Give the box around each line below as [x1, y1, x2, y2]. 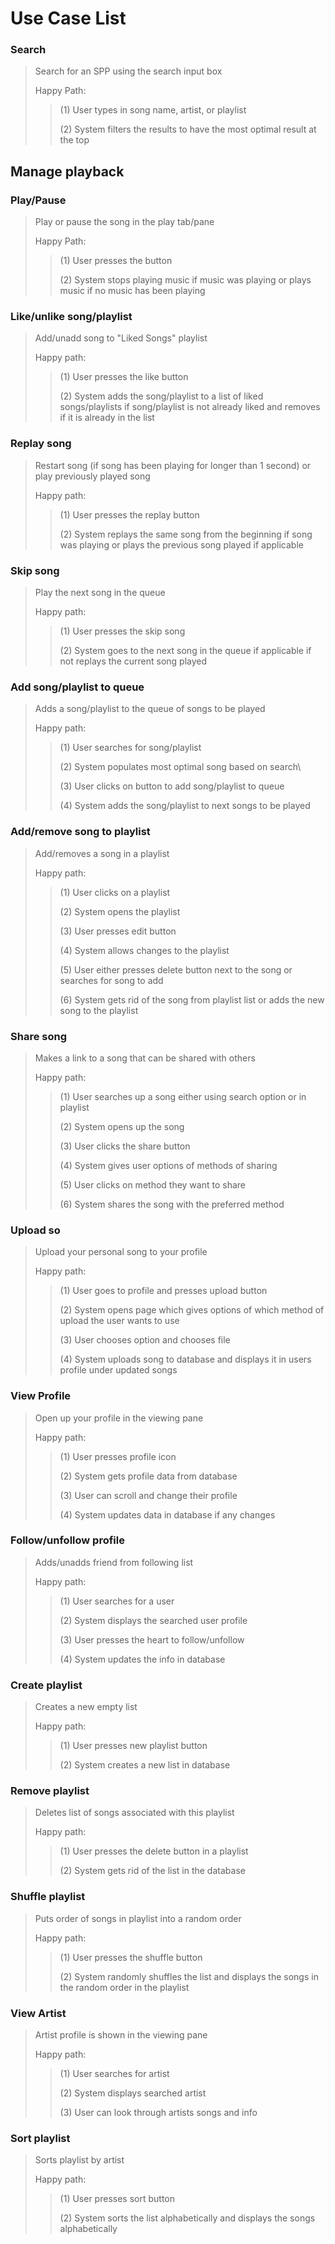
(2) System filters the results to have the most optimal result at [59, 123, 317, 136]
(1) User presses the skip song [59, 625, 186, 637]
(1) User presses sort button [59, 2193, 175, 2205]
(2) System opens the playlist [59, 905, 181, 917]
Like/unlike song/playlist [10, 310, 133, 324]
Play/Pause [10, 193, 67, 207]
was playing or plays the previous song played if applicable [59, 538, 304, 551]
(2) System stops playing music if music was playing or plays [59, 274, 312, 286]
